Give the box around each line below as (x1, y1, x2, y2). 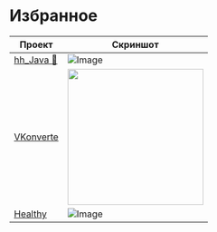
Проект (19, 38, 53, 51)
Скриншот (111, 38, 160, 51)
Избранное (9, 5, 98, 26)
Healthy (14, 208, 47, 220)
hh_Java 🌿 (14, 53, 58, 66)
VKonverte (14, 130, 59, 143)
